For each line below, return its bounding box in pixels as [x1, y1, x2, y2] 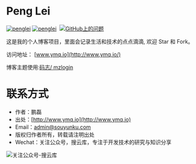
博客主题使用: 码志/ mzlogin [6, 64, 74, 71]
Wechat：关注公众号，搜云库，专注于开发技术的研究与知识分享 [14, 138, 172, 146]
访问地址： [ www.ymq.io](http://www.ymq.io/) [6, 50, 121, 58]
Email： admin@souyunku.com [14, 123, 92, 131]
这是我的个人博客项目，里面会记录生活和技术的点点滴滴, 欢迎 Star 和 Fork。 [6, 38, 194, 45]
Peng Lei [6, 4, 51, 18]
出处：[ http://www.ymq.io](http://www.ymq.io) [14, 116, 131, 123]
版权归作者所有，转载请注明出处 [14, 131, 95, 138]
